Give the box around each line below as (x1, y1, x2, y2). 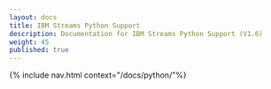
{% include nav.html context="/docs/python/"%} (9, 70, 188, 80)
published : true (9, 46, 69, 55)
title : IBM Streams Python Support (9, 21, 141, 30)
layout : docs (9, 12, 58, 22)
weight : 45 (9, 37, 50, 47)
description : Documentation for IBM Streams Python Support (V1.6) (9, 29, 264, 38)
